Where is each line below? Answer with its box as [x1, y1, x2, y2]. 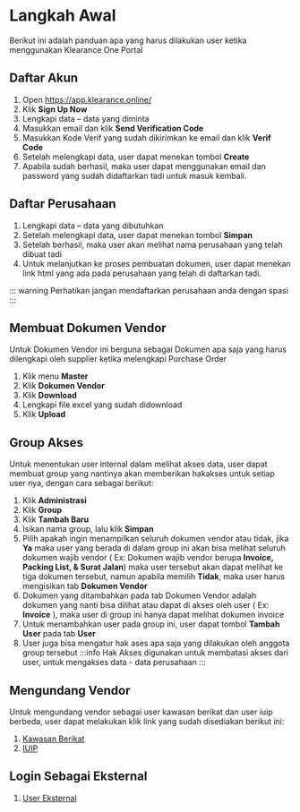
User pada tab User [21, 628, 96, 639]
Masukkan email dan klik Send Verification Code [21, 123, 204, 133]
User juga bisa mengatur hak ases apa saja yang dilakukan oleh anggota [21, 637, 290, 649]
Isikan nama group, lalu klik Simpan [21, 524, 154, 534]
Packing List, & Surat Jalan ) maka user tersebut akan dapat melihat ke [21, 561, 284, 573]
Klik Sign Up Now [21, 104, 88, 115]
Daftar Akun [9, 71, 79, 86]
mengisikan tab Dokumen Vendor [21, 581, 148, 592]
